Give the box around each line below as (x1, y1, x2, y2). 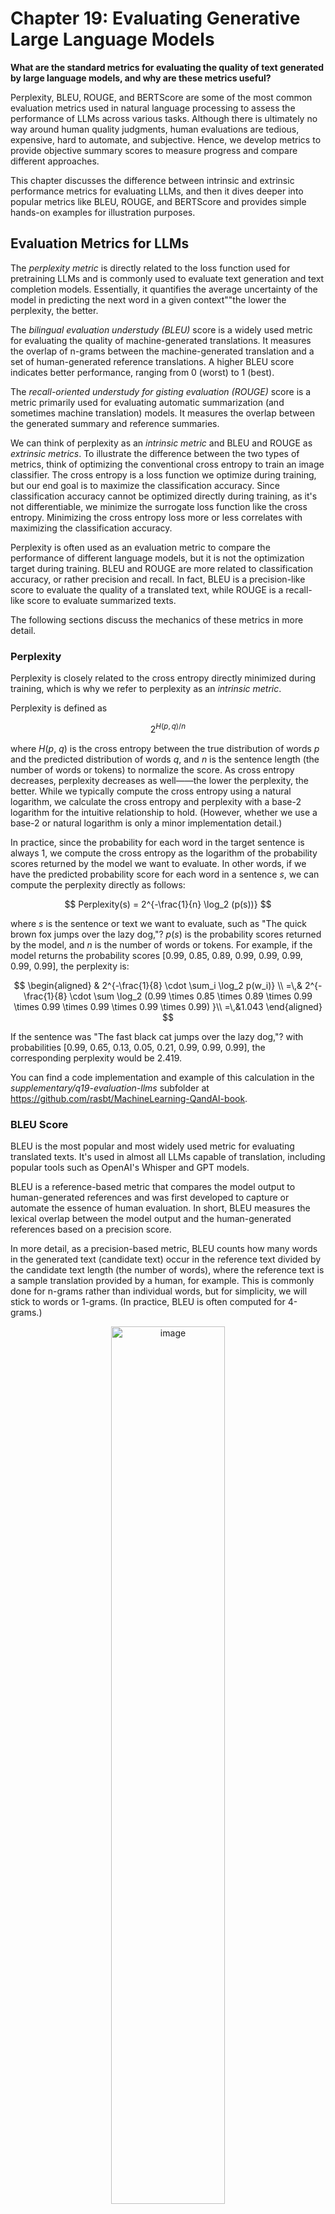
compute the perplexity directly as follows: (10, 878, 186, 891)
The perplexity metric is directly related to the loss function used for (10, 262, 291, 274)
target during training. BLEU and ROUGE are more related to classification (10, 562, 314, 574)
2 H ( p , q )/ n (149, 722, 187, 735)
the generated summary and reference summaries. (10, 417, 220, 429)
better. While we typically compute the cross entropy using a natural (10, 785, 292, 797)
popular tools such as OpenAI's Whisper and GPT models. (10, 1162, 250, 1173)
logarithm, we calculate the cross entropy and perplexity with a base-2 (10, 795, 302, 807)
